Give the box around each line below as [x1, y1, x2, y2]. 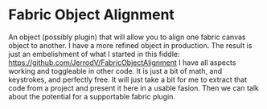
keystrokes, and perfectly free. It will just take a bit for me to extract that [8, 75, 248, 84]
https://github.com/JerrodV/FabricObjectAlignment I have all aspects [8, 58, 236, 67]
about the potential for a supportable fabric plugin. [8, 91, 175, 101]
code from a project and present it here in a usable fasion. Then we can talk [8, 83, 260, 93]
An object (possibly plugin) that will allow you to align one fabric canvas [8, 32, 246, 42]
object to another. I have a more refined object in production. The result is [8, 40, 253, 50]
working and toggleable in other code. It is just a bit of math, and [8, 66, 223, 75]
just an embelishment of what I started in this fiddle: [8, 49, 180, 59]
